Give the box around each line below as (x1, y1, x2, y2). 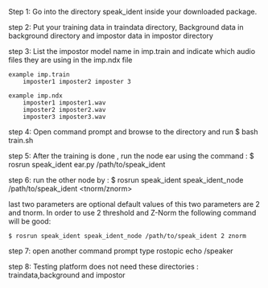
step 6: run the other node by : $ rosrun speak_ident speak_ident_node (8, 175, 244, 184)
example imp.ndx (8, 92, 63, 100)
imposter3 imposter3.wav (23, 113, 106, 121)
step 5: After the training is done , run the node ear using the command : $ (8, 151, 255, 160)
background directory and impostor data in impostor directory (8, 31, 213, 40)
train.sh (8, 136, 34, 145)
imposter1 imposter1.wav (23, 99, 106, 107)
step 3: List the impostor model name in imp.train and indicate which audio (8, 47, 256, 56)
